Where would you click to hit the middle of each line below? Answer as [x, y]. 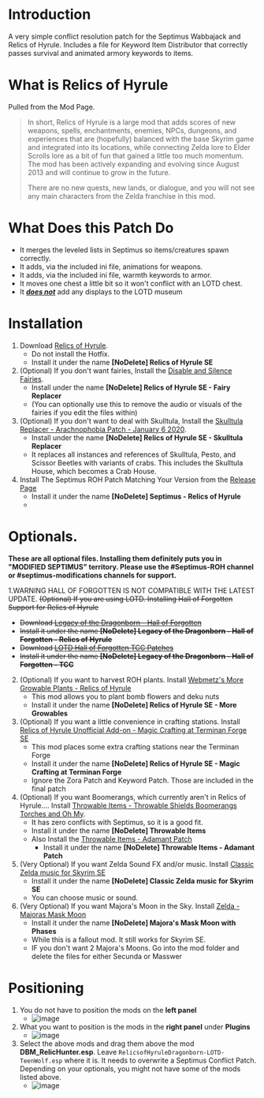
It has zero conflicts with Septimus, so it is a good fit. [117, 822]
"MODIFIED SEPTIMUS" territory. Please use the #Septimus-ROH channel [131, 566]
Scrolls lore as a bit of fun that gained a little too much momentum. [136, 155]
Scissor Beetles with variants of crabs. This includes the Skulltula [137, 462]
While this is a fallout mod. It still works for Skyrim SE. [119, 939]
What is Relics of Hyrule [88, 85]
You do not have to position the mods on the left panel [108, 1010]
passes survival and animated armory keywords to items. [101, 53]
